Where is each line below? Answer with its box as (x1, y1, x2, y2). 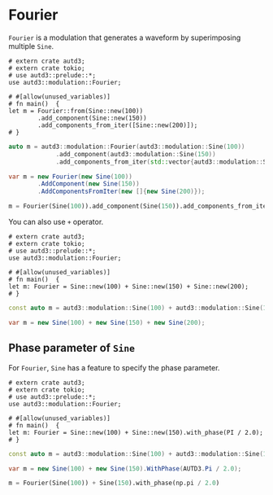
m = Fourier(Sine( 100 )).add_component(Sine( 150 (8, 202, 173, 211)
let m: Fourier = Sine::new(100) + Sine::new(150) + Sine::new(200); (8, 283, 249, 291)
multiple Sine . (8, 41, 54, 50)
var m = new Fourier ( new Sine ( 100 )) (8, 173, 132, 181)
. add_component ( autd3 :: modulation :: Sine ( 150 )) (55, 150, 217, 158)
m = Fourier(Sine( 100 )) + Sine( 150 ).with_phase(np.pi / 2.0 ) (8, 479, 220, 488)
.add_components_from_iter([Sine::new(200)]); (37, 120, 198, 129)
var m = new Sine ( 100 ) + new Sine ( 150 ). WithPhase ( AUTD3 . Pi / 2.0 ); (8, 464, 242, 473)
